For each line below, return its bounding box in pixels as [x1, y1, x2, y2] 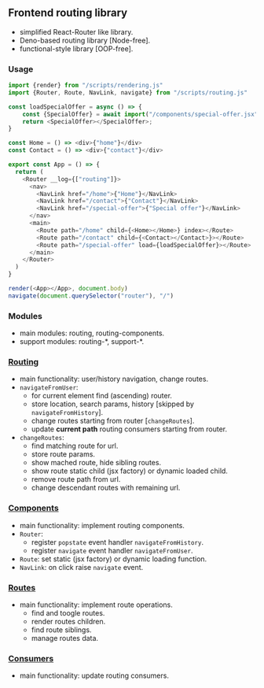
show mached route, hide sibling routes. [31, 458, 162, 468]
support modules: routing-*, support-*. [19, 337, 145, 346]
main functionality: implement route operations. [19, 600, 173, 609]
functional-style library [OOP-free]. [19, 43, 134, 54]
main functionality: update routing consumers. [19, 671, 169, 680]
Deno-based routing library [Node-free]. [19, 35, 151, 45]
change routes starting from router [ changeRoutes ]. [31, 416, 195, 426]
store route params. [31, 449, 96, 459]
